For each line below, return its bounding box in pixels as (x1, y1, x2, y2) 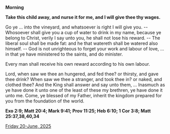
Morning (5, 5, 24, 10)
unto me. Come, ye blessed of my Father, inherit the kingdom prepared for (5, 93, 162, 98)
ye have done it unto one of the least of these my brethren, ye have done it (5, 87, 163, 93)
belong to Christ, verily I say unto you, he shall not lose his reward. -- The (5, 35, 160, 41)
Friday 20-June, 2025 (5, 123, 51, 129)
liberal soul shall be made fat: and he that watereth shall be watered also (5, 40, 158, 46)
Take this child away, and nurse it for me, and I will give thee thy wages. (5, 14, 161, 20)
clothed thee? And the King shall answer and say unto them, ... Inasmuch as (5, 82, 165, 88)
